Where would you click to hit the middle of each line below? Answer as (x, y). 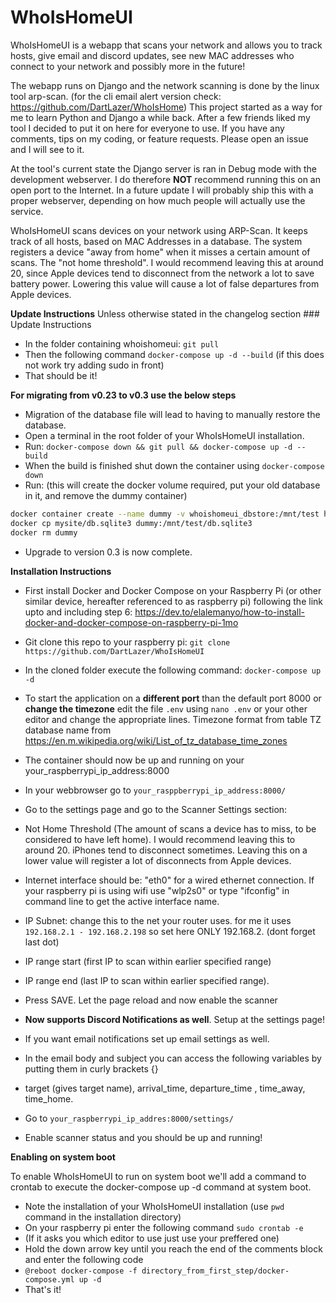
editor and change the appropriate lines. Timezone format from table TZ (173, 719)
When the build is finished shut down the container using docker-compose (174, 465)
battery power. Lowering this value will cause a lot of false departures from (165, 283)
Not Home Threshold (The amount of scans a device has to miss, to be (170, 828)
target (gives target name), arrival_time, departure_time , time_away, (165, 1088)
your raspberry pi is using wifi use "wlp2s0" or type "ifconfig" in (157, 890)
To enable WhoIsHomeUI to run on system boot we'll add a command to (158, 1176)
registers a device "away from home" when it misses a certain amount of (160, 252)
